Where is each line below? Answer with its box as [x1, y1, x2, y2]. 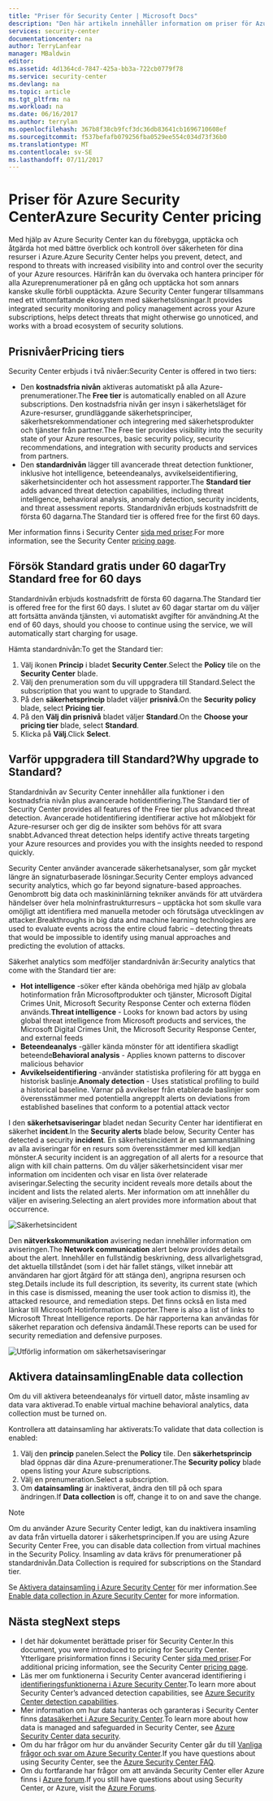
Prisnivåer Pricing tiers [8, 345, 124, 359]
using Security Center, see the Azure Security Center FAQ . [19, 1757, 216, 1767]
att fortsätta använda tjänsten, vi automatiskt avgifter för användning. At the [8, 611, 259, 620]
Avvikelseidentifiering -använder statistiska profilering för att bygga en [19, 1067, 262, 1077]
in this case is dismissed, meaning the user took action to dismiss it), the [8, 1287, 251, 1297]
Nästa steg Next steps [8, 1615, 120, 1629]
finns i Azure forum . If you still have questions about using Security [19, 1774, 243, 1785]
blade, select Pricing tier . [19, 703, 106, 712]
